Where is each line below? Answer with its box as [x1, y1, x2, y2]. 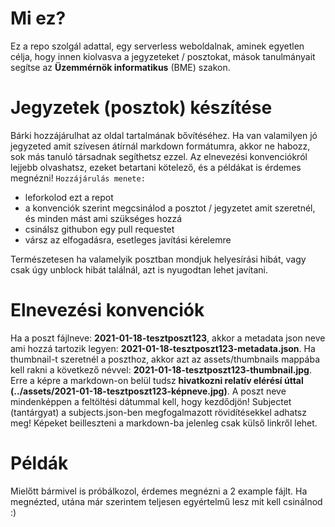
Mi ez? [10, 7, 67, 30]
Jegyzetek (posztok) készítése [10, 97, 273, 119]
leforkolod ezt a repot [24, 191, 114, 203]
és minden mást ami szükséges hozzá [24, 212, 183, 224]
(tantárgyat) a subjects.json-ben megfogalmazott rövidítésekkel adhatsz [10, 406, 307, 418]
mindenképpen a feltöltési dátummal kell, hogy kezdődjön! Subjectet [10, 395, 292, 407]
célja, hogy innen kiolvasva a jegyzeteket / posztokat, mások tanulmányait [10, 50, 316, 62]
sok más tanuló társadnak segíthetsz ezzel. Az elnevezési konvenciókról [10, 150, 308, 162]
